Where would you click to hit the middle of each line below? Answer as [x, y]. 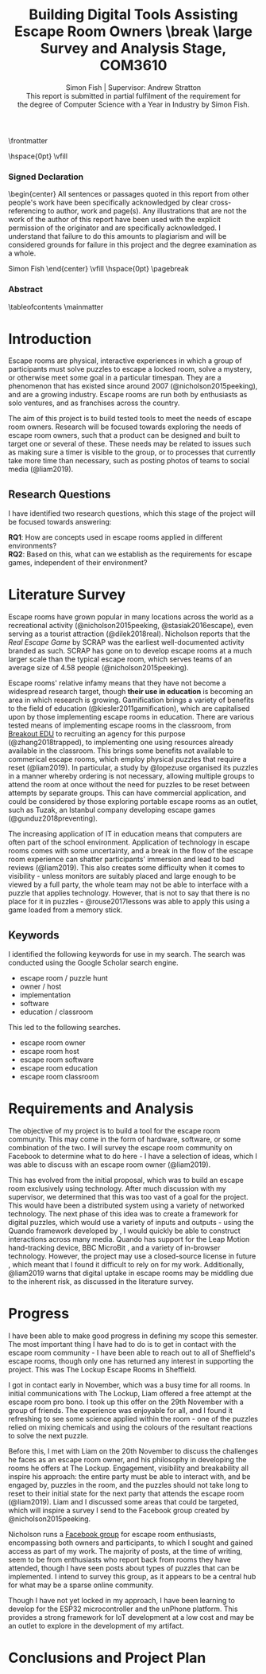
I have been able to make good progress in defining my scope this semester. [133, 1336]
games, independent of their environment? [78, 563]
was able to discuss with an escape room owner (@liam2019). [110, 1165]
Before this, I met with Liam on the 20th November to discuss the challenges [133, 1451]
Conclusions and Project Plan [107, 1658]
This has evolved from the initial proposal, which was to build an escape [126, 1180]
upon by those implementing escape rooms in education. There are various [131, 717]
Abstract [26, 290]
